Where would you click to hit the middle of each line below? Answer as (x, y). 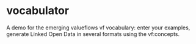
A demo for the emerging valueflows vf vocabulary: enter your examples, (98, 28)
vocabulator (38, 11)
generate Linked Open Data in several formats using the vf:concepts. (93, 34)
